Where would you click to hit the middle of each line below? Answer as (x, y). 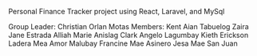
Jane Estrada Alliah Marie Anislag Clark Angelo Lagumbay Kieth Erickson (128, 35)
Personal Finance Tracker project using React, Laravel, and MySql (117, 11)
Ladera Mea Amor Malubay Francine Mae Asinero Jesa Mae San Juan (123, 43)
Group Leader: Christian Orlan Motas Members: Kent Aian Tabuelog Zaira (128, 26)
